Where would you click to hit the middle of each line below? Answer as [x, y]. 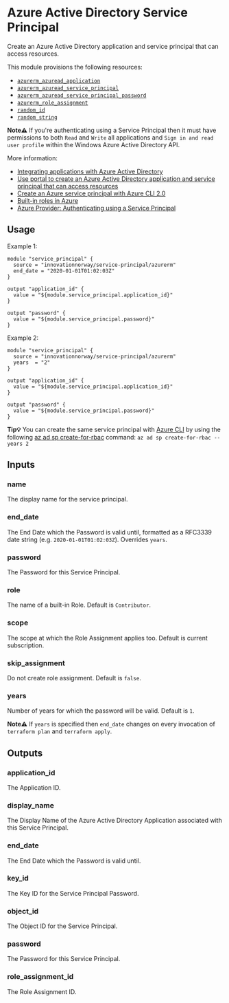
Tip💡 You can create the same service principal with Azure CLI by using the [114, 429]
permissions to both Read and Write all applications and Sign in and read [110, 137]
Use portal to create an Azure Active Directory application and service [116, 179]
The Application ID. [34, 787]
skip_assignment [36, 663]
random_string [37, 117]
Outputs [25, 753]
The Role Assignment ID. [42, 991]
